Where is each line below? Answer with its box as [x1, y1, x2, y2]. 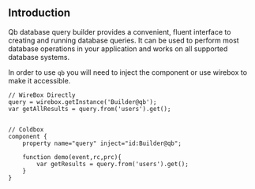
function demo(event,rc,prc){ [22, 153, 122, 161]
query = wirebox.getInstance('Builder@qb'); [8, 98, 157, 106]
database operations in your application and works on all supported [8, 43, 228, 54]
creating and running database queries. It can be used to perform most [8, 35, 239, 45]
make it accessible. [8, 76, 71, 85]
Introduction [8, 6, 71, 20]
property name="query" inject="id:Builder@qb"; [22, 139, 182, 147]
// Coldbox [8, 125, 44, 133]
